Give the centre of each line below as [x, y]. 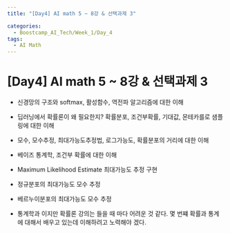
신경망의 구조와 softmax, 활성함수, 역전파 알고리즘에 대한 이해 [100, 102]
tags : [15, 39]
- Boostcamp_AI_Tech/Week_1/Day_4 [63, 32]
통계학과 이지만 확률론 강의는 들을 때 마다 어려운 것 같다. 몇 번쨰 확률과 [112, 214]
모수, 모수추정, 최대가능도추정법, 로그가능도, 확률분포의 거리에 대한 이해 [113, 140]
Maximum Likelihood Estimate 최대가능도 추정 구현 [87, 169]
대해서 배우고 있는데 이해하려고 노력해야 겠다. [85, 223]
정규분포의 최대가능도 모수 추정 [59, 185]
